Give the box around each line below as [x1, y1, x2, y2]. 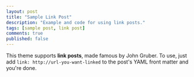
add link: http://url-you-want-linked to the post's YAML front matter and [6, 58, 189, 65]
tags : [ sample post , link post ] [6, 25, 85, 31]
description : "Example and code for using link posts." [6, 19, 145, 25]
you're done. [6, 65, 37, 71]
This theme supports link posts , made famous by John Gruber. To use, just [6, 52, 188, 59]
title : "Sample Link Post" [6, 14, 72, 20]
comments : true [6, 31, 43, 36]
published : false [6, 36, 49, 42]
